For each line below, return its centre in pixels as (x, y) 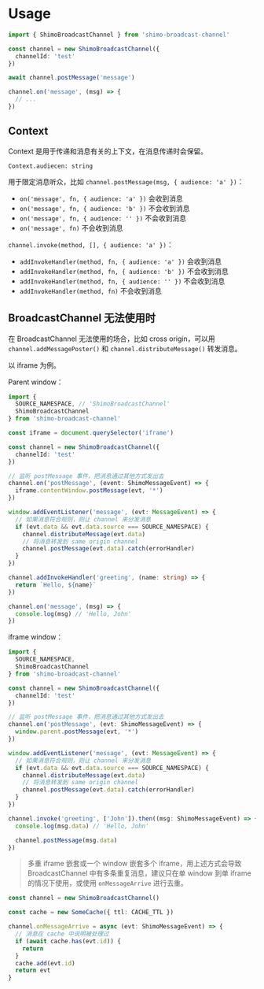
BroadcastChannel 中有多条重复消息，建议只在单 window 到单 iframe (139, 873)
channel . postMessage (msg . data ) (66, 840)
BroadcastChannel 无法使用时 (82, 319)
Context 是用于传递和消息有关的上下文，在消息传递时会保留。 (108, 151)
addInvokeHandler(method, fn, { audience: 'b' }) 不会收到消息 (124, 271)
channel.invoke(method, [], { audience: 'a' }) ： (91, 244)
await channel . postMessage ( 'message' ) (71, 78)
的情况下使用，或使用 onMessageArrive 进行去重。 (108, 883)
